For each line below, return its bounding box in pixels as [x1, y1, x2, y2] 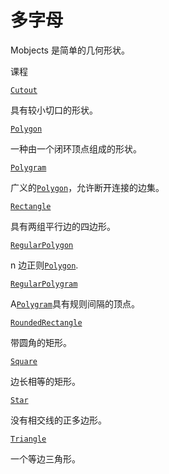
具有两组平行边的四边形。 [10, 220, 116, 232]
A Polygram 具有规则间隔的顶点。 [10, 297, 140, 310]
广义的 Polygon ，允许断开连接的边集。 [10, 181, 165, 193]
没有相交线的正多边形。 [10, 414, 107, 426]
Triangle [10, 434, 47, 444]
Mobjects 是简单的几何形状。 [10, 44, 130, 56]
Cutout [10, 85, 38, 95]
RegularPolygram [10, 279, 78, 289]
